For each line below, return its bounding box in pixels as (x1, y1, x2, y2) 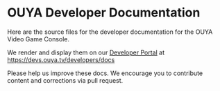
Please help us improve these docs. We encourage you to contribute (7, 69, 203, 77)
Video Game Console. (7, 34, 70, 43)
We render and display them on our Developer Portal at (7, 48, 165, 57)
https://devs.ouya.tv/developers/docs (7, 55, 115, 63)
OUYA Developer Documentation (7, 5, 201, 21)
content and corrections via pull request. (7, 76, 124, 84)
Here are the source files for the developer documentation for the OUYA (7, 28, 213, 36)
